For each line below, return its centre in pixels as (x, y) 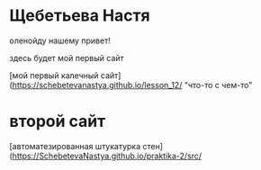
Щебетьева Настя (80, 16)
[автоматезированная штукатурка (75, 146)
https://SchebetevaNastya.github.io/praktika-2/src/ (107, 156)
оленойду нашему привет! (60, 40)
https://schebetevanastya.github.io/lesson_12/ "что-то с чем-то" (132, 85)
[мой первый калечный (54, 75)
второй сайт (58, 121)
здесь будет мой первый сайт (67, 58)
